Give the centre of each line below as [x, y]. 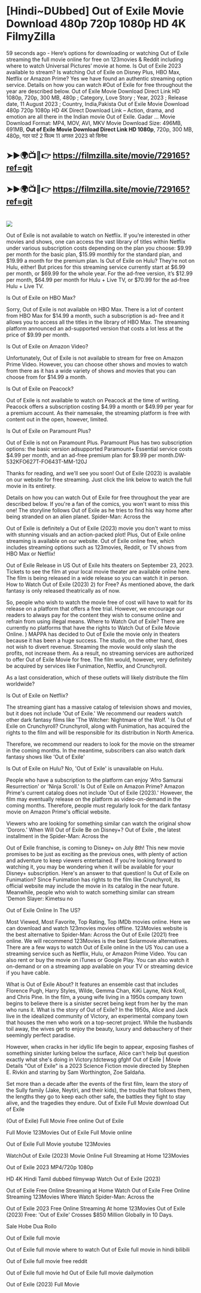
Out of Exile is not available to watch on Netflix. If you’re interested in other [98, 235]
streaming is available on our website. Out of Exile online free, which [90, 541]
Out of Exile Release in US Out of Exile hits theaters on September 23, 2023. [100, 565]
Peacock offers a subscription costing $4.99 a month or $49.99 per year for [100, 406]
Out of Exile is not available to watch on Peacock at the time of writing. [93, 400]
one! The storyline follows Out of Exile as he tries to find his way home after [99, 510]
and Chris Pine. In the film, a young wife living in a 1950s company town [95, 997]
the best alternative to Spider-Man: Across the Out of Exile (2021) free [92, 934]
